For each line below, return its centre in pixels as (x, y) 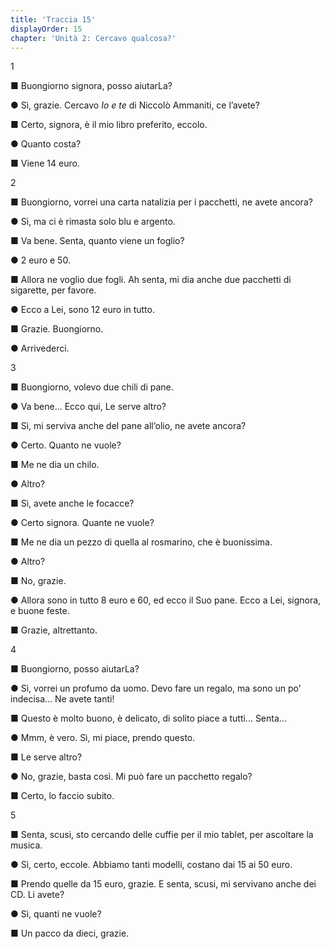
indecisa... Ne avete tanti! (62, 699)
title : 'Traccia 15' (53, 19)
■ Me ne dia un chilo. (55, 465)
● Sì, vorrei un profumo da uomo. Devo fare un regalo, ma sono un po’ (156, 688)
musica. (26, 845)
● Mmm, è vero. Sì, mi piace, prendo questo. (103, 738)
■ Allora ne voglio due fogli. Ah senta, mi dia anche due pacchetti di (151, 280)
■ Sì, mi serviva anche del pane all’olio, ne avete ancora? (128, 426)
